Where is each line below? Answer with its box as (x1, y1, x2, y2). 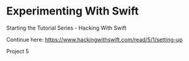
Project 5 (6, 47, 29, 55)
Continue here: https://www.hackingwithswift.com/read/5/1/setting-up (6, 36, 183, 43)
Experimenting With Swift (6, 4, 139, 18)
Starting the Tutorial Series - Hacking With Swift (6, 24, 127, 31)
